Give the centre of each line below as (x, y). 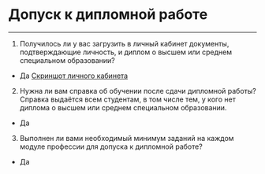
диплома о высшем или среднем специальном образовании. (123, 107)
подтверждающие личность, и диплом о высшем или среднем (126, 52)
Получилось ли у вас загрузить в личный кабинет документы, (124, 43)
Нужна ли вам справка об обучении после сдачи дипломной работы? (138, 91)
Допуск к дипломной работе (108, 15)
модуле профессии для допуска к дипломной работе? (111, 146)
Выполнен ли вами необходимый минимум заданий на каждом (127, 138)
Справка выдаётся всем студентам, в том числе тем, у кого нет (128, 99)
